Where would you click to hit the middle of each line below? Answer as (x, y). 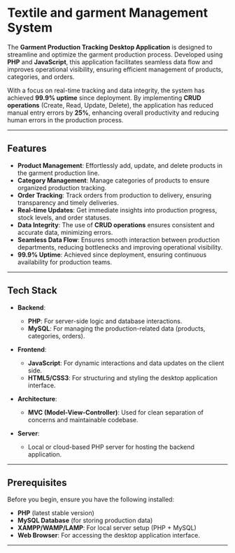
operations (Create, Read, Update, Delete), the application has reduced (110, 105)
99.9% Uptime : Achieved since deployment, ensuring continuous (112, 254)
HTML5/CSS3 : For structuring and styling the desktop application (123, 378)
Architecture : (37, 398)
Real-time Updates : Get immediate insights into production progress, (117, 210)
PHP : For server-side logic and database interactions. (105, 321)
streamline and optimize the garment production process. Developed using (115, 55)
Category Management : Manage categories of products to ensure (113, 180)
